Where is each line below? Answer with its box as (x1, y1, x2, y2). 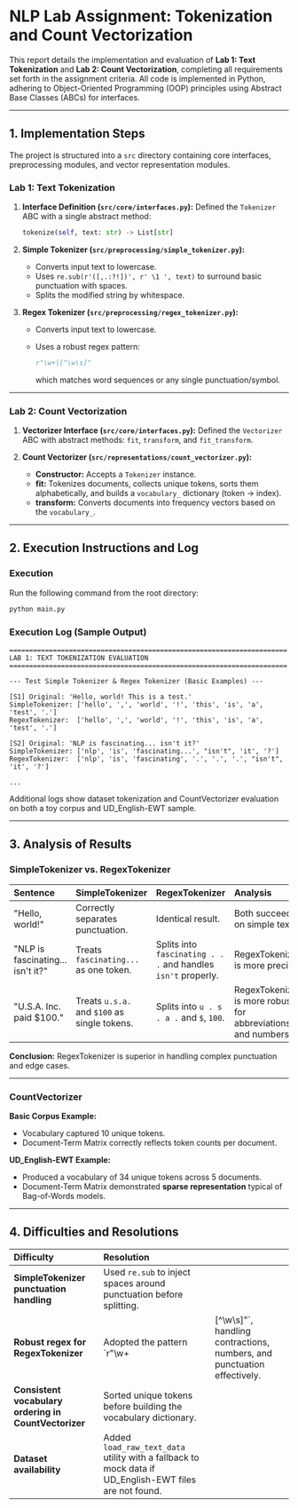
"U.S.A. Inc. (13, 1000, 62, 1013)
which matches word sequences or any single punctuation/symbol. (35, 375, 281, 385)
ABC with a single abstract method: (21, 211, 152, 222)
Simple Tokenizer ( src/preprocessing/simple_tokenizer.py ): (21, 244, 246, 255)
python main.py (9, 604, 66, 613)
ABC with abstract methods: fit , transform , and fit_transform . (21, 435, 254, 446)
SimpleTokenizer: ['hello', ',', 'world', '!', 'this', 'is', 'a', (9, 699, 264, 709)
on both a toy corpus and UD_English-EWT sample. (9, 802, 197, 813)
